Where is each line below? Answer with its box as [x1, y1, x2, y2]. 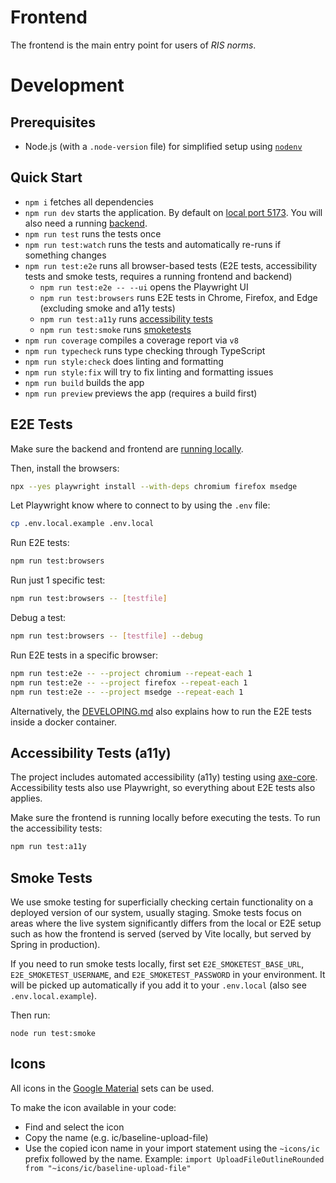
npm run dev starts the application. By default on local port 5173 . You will [24, 206, 323, 218]
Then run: [10, 1009, 51, 1021]
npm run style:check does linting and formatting [24, 355, 224, 367]
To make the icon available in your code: [10, 1101, 177, 1113]
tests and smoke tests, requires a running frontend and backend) [24, 270, 293, 282]
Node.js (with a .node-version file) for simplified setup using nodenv [24, 140, 303, 152]
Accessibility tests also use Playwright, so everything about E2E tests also [10, 782, 316, 794]
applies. [10, 792, 43, 805]
